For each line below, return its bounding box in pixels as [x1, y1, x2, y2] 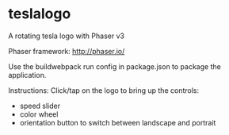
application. [8, 70, 47, 79]
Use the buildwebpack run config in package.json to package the [8, 61, 222, 71]
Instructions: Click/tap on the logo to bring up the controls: [8, 85, 200, 95]
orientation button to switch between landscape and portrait [19, 118, 216, 127]
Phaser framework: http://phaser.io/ [8, 46, 125, 56]
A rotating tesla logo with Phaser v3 [8, 31, 125, 40]
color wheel [19, 109, 59, 119]
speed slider [19, 101, 61, 110]
